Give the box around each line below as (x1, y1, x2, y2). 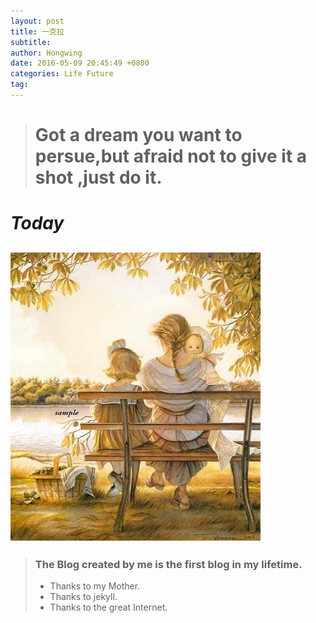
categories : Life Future (10, 69, 114, 79)
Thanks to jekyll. (49, 590, 118, 602)
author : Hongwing (10, 48, 83, 58)
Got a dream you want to (34, 124, 243, 147)
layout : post (10, 16, 65, 26)
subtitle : (10, 37, 52, 47)
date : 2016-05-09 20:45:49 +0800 (10, 58, 150, 69)
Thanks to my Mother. (49, 580, 141, 592)
